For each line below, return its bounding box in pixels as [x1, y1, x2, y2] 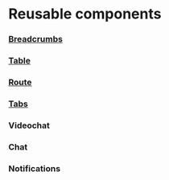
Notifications [8, 162, 61, 174]
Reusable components [8, 5, 162, 23]
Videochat [8, 120, 51, 131]
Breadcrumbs [8, 34, 63, 45]
